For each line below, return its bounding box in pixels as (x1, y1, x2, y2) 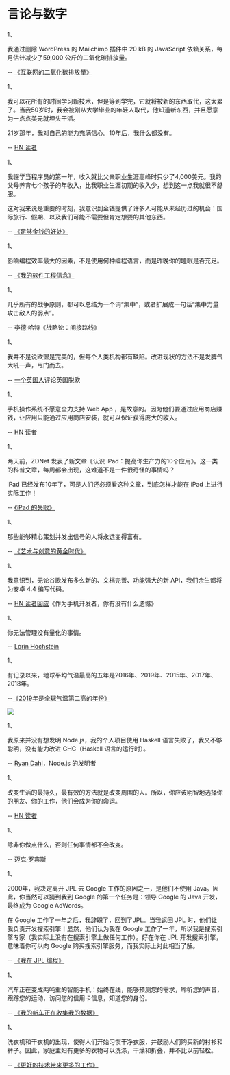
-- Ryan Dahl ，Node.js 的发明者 (7, 759, 97, 767)
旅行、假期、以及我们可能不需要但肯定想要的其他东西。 (12, 213, 169, 221)
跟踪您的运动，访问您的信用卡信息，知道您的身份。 (7, 993, 151, 1002)
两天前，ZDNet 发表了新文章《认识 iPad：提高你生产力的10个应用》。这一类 (7, 457, 218, 465)
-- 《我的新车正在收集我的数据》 (7, 1008, 99, 1017)
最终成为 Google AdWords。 (7, 901, 87, 909)
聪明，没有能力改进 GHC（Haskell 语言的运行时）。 (7, 745, 149, 753)
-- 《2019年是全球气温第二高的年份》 (7, 694, 111, 702)
